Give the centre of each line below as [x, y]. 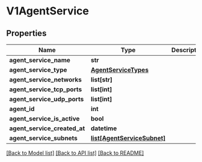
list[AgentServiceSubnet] [128, 138]
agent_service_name [40, 60]
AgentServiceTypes [120, 70]
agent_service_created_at [47, 128]
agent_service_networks [46, 79]
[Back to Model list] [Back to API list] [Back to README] [75, 153]
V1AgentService [47, 11]
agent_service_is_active [44, 118]
